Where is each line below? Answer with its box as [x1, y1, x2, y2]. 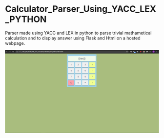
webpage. [5, 40, 25, 46]
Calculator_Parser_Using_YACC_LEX [5, 3, 156, 15]
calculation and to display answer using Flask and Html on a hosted [5, 35, 141, 41]
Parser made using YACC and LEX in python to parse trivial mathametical [5, 30, 152, 36]
